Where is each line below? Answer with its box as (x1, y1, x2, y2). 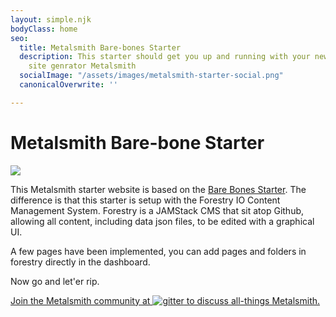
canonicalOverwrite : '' (19, 80, 118, 90)
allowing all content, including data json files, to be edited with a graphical (10, 215, 315, 227)
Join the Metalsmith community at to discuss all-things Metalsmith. (10, 294, 321, 306)
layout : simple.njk (10, 14, 92, 25)
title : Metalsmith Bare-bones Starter (19, 42, 182, 53)
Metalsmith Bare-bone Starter (10, 131, 265, 154)
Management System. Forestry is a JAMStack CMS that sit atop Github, (10, 204, 305, 216)
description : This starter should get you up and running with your (19, 52, 311, 62)
